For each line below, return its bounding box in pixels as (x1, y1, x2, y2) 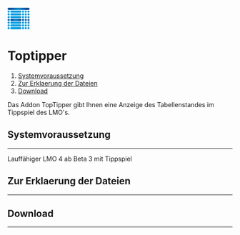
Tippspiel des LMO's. (7, 108, 70, 116)
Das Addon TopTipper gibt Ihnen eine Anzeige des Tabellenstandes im (7, 100, 214, 109)
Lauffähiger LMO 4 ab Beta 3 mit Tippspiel (7, 154, 132, 163)
